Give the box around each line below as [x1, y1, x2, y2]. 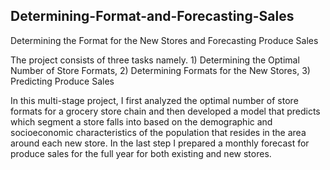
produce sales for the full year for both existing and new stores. [10, 147, 272, 159]
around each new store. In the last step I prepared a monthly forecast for [10, 137, 310, 149]
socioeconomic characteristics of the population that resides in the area [10, 126, 307, 138]
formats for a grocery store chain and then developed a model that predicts [10, 105, 321, 117]
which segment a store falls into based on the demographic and [10, 115, 273, 128]
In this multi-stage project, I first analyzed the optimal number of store [10, 94, 299, 106]
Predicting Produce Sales [10, 75, 115, 87]
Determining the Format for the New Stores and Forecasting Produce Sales [10, 34, 319, 46]
